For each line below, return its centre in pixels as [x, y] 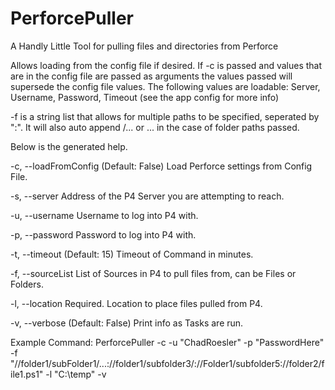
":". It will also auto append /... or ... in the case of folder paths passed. [155, 127]
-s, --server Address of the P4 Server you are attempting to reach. [147, 196]
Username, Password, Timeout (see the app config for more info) [145, 97]
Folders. [27, 284]
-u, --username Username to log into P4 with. [104, 215]
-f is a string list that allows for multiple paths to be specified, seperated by [165, 116]
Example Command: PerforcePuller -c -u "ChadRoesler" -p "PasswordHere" [167, 342]
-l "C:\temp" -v [76, 374]
